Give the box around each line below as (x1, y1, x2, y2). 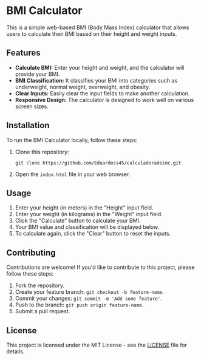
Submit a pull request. (15, 308, 70, 315)
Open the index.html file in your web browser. (15, 171, 131, 178)
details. (6, 348, 25, 355)
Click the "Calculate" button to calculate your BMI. (15, 217, 141, 225)
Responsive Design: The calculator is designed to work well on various (15, 96, 194, 103)
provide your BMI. (15, 70, 60, 78)
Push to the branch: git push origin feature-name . (15, 301, 144, 308)
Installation (6, 120, 50, 131)
